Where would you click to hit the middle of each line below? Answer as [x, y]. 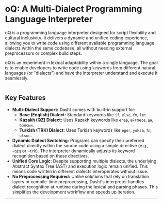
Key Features [25, 98]
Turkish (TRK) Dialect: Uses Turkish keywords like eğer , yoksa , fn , [85, 130]
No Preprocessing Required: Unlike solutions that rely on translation [81, 176]
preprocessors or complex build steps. [44, 53]
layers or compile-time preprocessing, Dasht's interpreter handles [78, 181]
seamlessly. [17, 78]
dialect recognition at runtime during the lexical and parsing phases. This [85, 187]
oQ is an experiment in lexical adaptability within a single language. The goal [81, 63]
